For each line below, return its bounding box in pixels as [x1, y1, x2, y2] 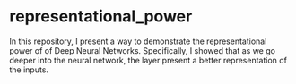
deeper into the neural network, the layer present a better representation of [9, 55, 287, 65]
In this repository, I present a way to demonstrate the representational [9, 36, 267, 46]
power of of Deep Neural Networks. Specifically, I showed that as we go [9, 45, 276, 55]
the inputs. [9, 64, 49, 75]
